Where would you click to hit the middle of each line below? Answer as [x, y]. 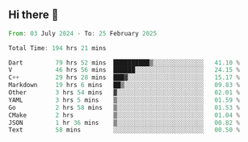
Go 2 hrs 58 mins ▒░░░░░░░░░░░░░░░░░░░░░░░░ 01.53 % [124, 107]
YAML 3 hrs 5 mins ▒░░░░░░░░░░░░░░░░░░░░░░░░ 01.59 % [124, 100]
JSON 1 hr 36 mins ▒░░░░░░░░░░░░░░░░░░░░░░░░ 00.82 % [124, 123]
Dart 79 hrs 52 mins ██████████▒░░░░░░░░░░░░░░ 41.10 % [124, 63]
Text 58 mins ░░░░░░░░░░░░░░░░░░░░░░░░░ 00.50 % [124, 130]
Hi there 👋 [34, 15]
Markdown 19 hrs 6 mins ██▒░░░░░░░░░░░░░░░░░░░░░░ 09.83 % [124, 86]
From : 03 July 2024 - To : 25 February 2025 [83, 33]
